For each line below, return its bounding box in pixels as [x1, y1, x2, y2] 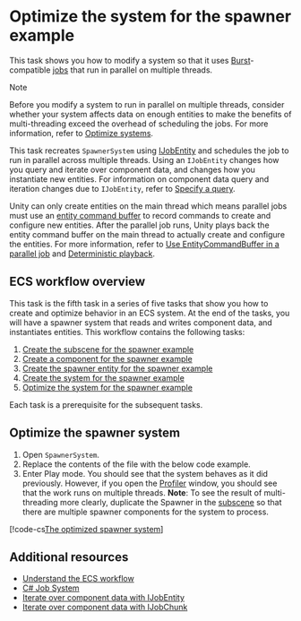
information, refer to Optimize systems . [9, 127, 154, 138]
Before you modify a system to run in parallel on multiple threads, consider [9, 99, 285, 109]
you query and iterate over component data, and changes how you [9, 164, 255, 175]
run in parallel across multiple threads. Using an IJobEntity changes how [9, 154, 279, 165]
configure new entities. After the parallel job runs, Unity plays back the [9, 220, 271, 230]
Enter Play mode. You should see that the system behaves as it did [21, 468, 269, 479]
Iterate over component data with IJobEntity [21, 592, 185, 603]
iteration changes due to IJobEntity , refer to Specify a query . [9, 183, 236, 194]
